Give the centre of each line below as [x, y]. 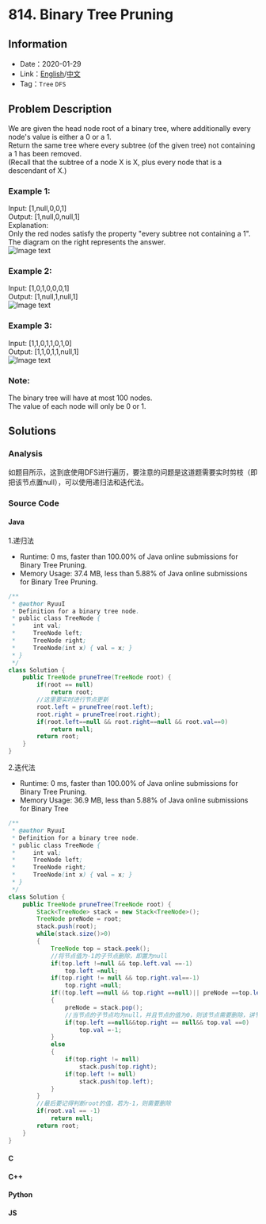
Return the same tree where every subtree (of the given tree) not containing [132, 145]
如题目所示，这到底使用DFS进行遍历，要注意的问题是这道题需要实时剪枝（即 [133, 472]
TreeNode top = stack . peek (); [100, 949]
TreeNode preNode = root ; [80, 919]
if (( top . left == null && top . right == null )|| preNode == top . [152, 993]
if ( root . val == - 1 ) [69, 1111]
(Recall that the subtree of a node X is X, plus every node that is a [115, 162]
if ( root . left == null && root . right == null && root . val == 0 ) [133, 722]
